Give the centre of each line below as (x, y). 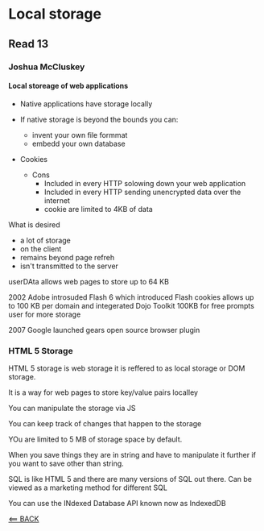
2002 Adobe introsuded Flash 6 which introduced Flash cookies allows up (131, 297)
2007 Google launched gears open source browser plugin (104, 330)
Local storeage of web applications (68, 86)
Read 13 (29, 44)
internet (57, 200)
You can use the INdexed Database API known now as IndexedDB (118, 503)
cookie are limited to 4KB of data (98, 209)
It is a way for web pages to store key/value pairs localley (103, 392)
